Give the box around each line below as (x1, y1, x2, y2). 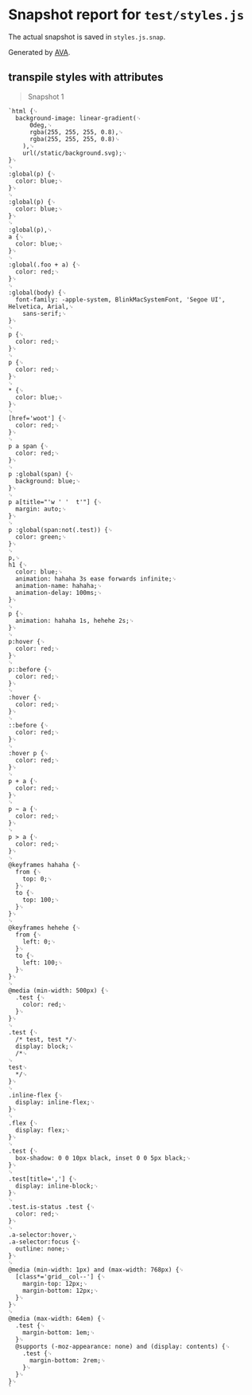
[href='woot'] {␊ (8, 414, 67, 422)
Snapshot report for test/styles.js (8, 6, 245, 24)
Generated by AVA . (8, 47, 71, 57)
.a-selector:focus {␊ (8, 1238, 81, 1246)
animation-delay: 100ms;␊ (15, 589, 103, 597)
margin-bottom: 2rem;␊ (29, 1356, 106, 1365)
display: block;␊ (15, 1042, 74, 1050)
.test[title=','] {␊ (8, 1175, 78, 1183)
